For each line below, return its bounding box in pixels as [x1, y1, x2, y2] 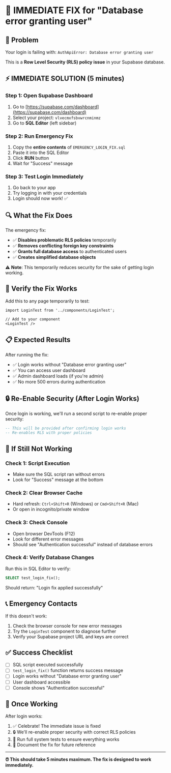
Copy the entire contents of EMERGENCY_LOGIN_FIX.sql [12, 144, 126, 150]
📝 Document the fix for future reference [12, 742, 96, 748]
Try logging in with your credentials [12, 190, 88, 196]
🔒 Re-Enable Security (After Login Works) [5, 394, 139, 403]
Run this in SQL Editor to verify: [5, 566, 71, 572]
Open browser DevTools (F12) [12, 530, 75, 537]
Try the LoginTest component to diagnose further [12, 628, 117, 634]
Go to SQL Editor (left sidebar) [12, 120, 77, 126]
